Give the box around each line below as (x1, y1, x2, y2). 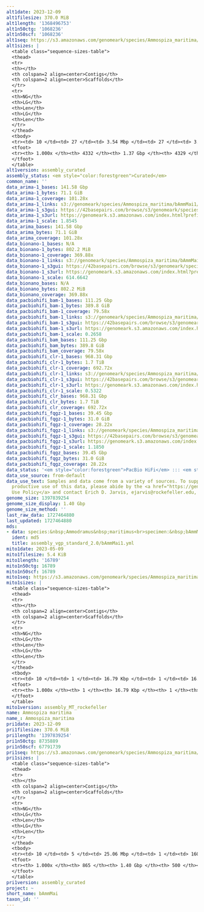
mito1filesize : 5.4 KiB (6, 551, 67, 558)
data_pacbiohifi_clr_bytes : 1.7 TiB (6, 399, 99, 405)
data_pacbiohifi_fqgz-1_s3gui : (6, 433, 86, 439)
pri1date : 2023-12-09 (6, 721, 61, 727)
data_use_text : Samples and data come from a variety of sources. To (6, 478, 186, 484)
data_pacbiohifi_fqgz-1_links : (6, 427, 86, 434)
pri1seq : (6, 749, 29, 756)
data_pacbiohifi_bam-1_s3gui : (6, 320, 83, 326)
